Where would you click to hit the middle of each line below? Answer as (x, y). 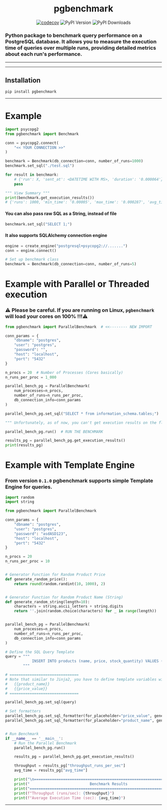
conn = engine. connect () (31, 250)
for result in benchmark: (32, 175)
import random (20, 497)
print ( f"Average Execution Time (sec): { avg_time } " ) (70, 798)
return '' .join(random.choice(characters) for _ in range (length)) (85, 611)
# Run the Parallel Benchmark (45, 743)
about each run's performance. (44, 54)
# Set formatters (23, 711)
